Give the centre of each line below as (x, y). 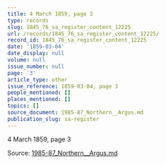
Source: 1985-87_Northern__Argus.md (63, 153)
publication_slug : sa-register (53, 119)
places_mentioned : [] (39, 100)
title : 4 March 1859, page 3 (50, 14)
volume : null (26, 60)
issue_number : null (36, 66)
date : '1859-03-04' (36, 47)
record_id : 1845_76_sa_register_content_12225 (77, 40)
